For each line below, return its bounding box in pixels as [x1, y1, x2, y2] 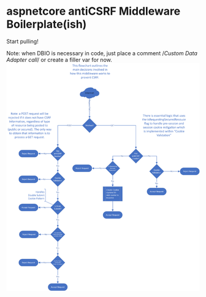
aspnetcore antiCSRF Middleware [6, 4, 181, 18]
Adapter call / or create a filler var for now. [6, 56, 112, 63]
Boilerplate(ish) [6, 17, 87, 31]
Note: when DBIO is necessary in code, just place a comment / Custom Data [6, 49, 198, 56]
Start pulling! [6, 37, 39, 45]
